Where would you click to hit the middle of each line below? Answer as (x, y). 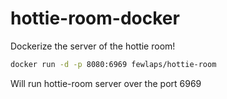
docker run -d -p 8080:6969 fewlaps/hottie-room (113, 64)
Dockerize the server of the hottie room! (93, 46)
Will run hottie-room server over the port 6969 (106, 83)
